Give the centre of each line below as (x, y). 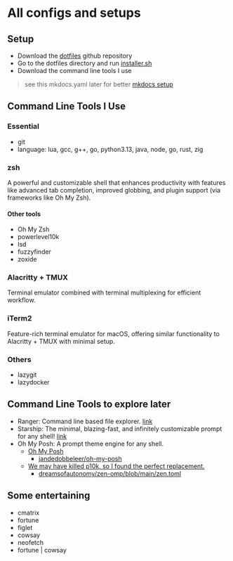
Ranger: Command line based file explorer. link (85, 421)
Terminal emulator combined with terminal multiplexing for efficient (104, 292)
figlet (25, 527)
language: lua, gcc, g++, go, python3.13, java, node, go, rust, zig (110, 149)
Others (19, 359)
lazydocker (34, 382)
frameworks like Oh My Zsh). (49, 198)
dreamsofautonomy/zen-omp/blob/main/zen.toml (109, 473)
